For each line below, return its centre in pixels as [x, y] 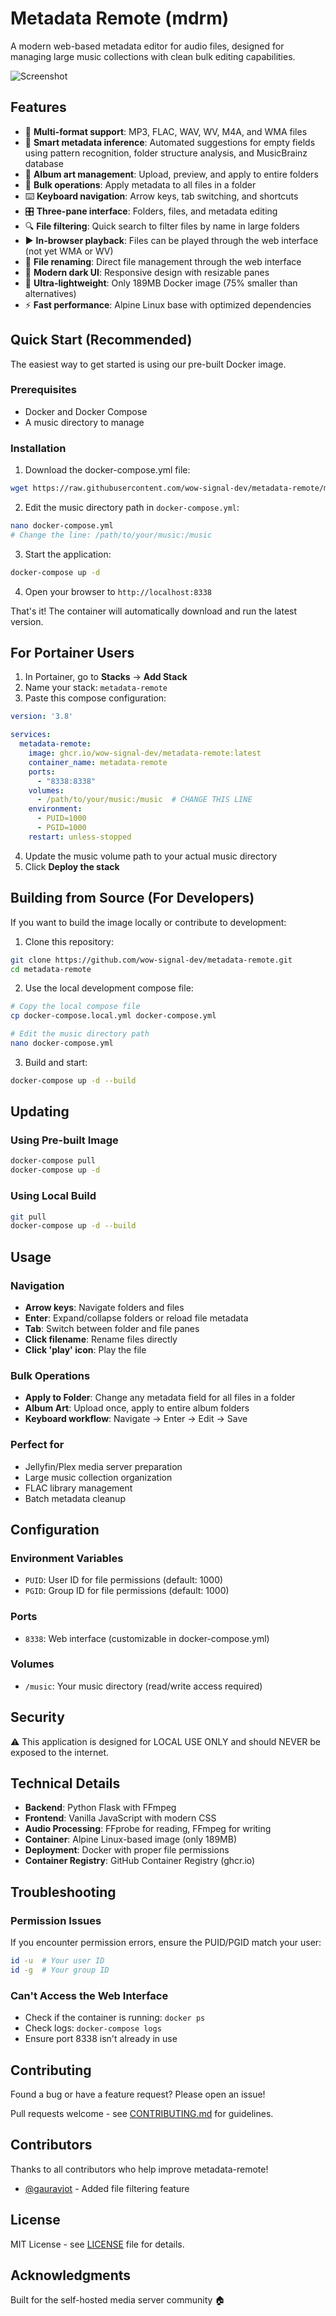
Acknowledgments [71, 2275]
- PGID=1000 [61, 828]
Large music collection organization [98, 1477]
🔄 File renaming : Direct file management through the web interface [163, 261]
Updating [40, 1112]
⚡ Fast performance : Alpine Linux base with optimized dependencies [168, 304]
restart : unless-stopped [80, 837]
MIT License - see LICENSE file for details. [97, 2244]
